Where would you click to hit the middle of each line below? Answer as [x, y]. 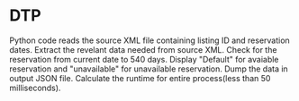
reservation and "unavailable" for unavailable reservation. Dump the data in [149, 69]
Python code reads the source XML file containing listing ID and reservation [149, 40]
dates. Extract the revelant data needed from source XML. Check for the [143, 49]
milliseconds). [35, 88]
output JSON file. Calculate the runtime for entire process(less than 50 [140, 78]
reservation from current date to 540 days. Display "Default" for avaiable [144, 59]
